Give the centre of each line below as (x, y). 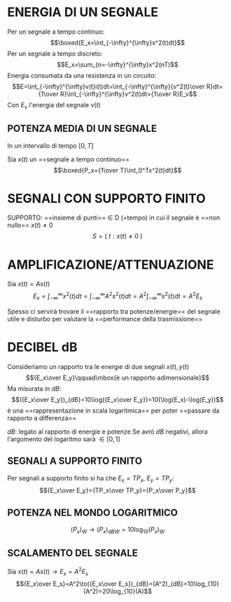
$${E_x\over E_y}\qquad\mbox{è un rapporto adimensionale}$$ (118, 377)
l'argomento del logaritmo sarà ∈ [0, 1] (64, 439)
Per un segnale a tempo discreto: (55, 53)
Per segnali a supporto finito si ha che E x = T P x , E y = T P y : (91, 479)
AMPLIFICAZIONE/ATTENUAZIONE (111, 265)
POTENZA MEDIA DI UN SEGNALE (82, 129)
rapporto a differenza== (42, 417)
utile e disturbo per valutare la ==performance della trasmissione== (105, 319)
